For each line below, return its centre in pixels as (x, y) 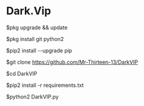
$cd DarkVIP (22, 73)
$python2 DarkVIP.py (32, 96)
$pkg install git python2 (35, 39)
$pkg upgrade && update (37, 27)
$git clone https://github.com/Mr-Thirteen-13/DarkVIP (72, 62)
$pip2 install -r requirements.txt (45, 85)
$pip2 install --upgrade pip (39, 50)
